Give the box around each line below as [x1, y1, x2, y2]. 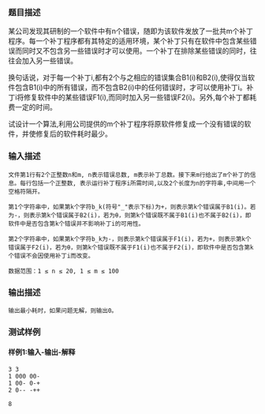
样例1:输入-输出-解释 [8, 348, 76, 357]
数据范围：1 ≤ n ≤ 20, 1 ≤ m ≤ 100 [8, 267, 120, 275]
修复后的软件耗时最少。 [35, 129, 112, 139]
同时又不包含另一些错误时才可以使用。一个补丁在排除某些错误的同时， [21, 46, 250, 56]
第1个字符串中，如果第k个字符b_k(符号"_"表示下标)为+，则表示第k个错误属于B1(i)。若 [8, 203, 256, 211]
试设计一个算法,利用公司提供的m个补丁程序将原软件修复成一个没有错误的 [8, 119, 244, 129]
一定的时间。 [14, 103, 57, 112]
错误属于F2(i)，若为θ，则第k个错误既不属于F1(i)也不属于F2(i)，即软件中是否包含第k [8, 243, 254, 251]
